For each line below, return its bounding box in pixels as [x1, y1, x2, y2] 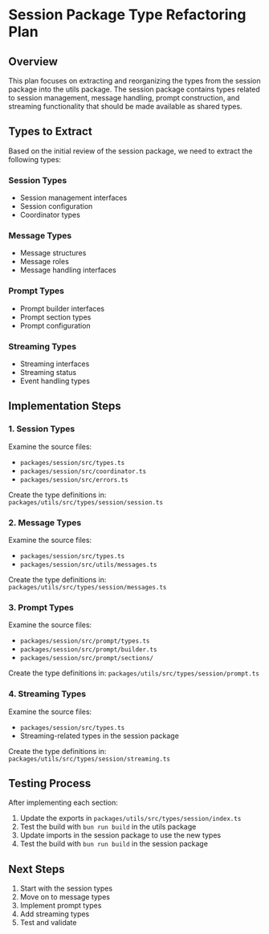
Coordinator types [19, 210, 80, 220]
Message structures [19, 248, 87, 258]
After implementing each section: [8, 797, 119, 808]
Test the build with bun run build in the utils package [19, 822, 197, 832]
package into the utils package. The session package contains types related [8, 84, 261, 94]
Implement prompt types [19, 901, 102, 911]
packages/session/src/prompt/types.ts [19, 637, 150, 646]
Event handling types [19, 376, 91, 385]
